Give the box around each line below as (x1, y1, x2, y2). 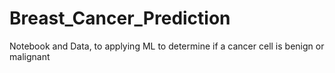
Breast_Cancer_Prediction (9, 7, 231, 30)
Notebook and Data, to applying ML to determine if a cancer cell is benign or (9, 40, 325, 52)
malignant (9, 50, 51, 62)
